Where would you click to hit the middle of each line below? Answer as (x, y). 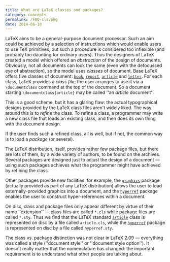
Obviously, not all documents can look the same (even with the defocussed (84, 65)
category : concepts (26, 15)
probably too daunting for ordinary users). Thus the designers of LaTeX (80, 55)
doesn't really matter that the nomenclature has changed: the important (80, 249)
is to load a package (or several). (40, 139)
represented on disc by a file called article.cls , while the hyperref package (85, 223)
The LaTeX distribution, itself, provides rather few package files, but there (82, 149)
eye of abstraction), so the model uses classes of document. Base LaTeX (81, 71)
